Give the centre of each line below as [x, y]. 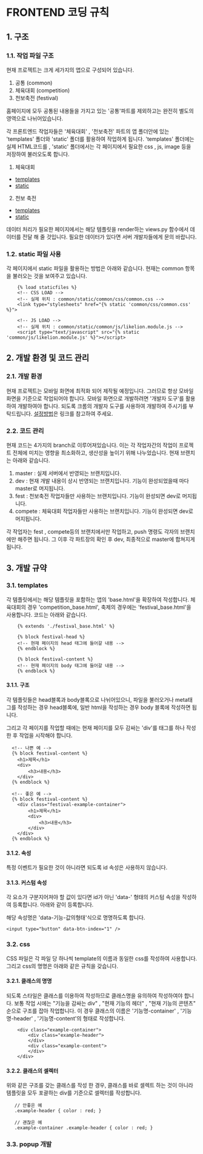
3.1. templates [27, 585]
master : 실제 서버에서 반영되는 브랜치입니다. [68, 473]
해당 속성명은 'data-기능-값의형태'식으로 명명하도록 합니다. [76, 918]
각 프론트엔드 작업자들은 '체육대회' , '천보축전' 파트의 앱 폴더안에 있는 [88, 131]
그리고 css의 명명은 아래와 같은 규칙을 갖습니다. [62, 966]
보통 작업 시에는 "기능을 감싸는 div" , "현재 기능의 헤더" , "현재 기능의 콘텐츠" [105, 1003]
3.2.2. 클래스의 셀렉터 [32, 1071]
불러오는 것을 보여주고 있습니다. [50, 276]
